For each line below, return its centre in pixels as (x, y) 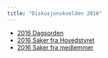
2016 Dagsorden (40, 33)
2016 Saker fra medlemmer (55, 47)
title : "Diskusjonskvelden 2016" (55, 13)
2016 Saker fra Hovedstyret (56, 40)
